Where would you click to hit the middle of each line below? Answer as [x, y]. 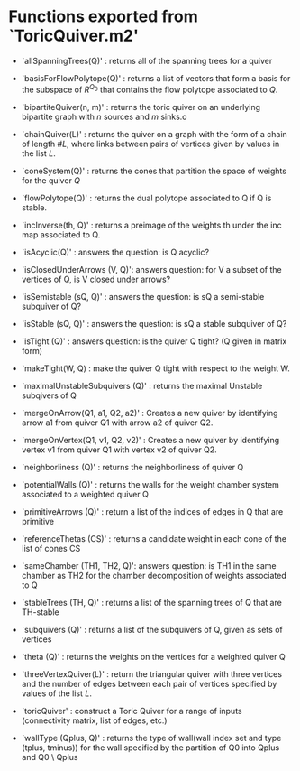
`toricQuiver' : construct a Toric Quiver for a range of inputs [132, 711]
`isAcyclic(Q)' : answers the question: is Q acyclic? [115, 252]
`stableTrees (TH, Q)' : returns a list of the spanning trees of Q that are [152, 602]
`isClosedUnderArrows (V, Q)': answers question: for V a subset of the [151, 269]
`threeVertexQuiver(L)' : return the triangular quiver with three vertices [152, 673]
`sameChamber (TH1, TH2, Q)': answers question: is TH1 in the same [149, 565]
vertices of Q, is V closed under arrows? [96, 279]
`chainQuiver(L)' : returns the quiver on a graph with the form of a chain [154, 134]
